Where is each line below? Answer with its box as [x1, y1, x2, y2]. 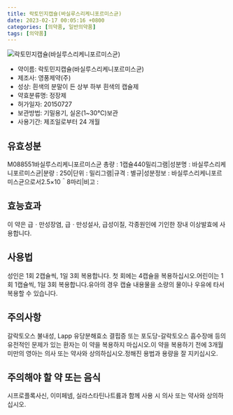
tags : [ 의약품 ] [7, 29, 48, 37]
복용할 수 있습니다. [7, 289, 58, 297]
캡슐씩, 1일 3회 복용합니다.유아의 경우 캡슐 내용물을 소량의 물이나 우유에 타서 [17, 280, 225, 289]
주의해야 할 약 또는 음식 [7, 371, 101, 383]
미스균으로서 [7, 178, 42, 186]
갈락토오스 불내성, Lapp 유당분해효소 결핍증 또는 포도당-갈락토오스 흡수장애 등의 [7, 331, 226, 340]
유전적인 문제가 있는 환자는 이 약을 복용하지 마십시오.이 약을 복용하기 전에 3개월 [7, 340, 224, 348]
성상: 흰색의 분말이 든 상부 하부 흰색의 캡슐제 [17, 82, 139, 91]
